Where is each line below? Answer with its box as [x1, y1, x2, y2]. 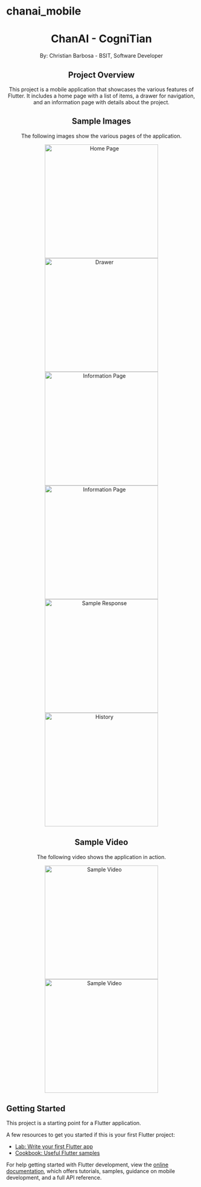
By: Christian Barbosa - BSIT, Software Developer [39, 52, 164, 59]
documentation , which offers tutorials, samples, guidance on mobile [6, 1168, 175, 1175]
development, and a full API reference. [6, 1174, 102, 1182]
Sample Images [71, 116, 132, 127]
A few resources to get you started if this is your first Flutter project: [6, 1131, 175, 1139]
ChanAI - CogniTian [51, 32, 152, 46]
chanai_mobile [6, 4, 81, 18]
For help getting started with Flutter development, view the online [6, 1161, 169, 1168]
